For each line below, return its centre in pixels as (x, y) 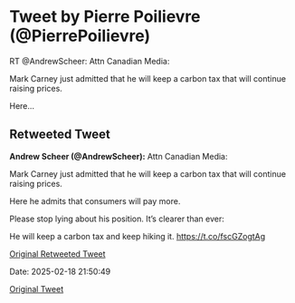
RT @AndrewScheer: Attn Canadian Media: (90, 61)
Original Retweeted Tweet (57, 254)
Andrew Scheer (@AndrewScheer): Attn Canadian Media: (119, 156)
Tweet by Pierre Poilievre (105, 17)
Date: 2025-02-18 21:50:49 (60, 271)
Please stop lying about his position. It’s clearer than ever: (117, 219)
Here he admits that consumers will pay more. (95, 200)
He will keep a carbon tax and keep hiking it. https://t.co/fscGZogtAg (138, 236)
